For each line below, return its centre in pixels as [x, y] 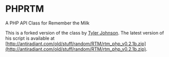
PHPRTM [25, 9]
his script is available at [30, 38]
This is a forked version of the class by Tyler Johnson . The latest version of [85, 33]
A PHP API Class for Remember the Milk [47, 23]
